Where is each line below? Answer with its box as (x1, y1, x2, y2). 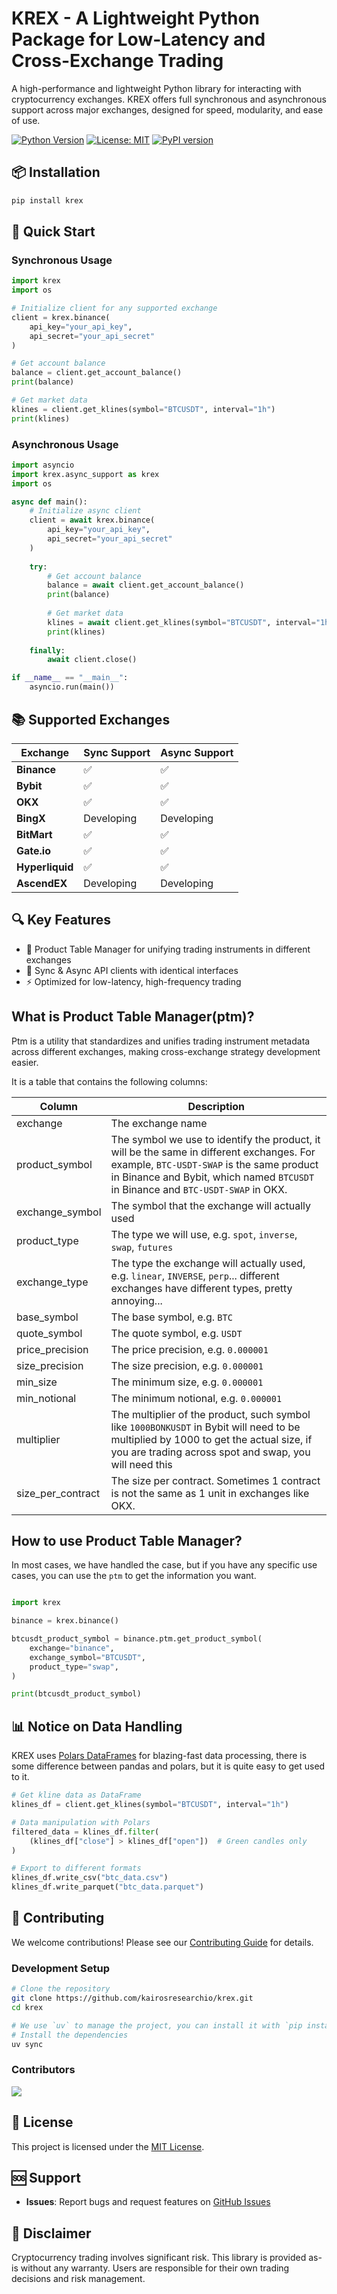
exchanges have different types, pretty (110, 1281, 293, 1295)
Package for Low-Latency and (11, 28, 266, 51)
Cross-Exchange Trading (11, 50, 224, 72)
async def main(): (11, 497, 88, 507)
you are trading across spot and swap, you (110, 1445, 311, 1459)
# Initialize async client (29, 506, 142, 516)
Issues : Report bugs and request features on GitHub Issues (25, 2196, 271, 2208)
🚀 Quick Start (11, 223, 96, 241)
